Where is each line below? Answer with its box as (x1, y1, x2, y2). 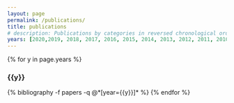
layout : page (7, 10, 45, 17)
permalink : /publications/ (7, 17, 86, 24)
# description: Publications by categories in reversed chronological (7, 29, 217, 37)
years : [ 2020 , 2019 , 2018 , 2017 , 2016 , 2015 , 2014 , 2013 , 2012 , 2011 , (7, 36, 214, 43)
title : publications (7, 23, 68, 30)
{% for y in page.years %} (7, 55, 82, 63)
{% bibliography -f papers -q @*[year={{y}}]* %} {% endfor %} (7, 88, 191, 97)
